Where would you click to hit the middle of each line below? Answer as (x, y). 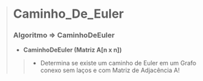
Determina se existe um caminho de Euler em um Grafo (118, 63)
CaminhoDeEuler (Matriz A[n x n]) (72, 50)
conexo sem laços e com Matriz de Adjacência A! (110, 70)
